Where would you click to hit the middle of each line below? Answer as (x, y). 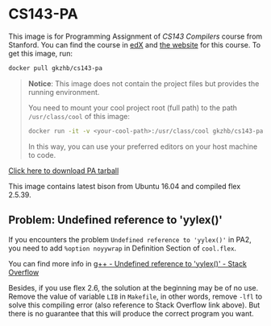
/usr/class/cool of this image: (79, 116)
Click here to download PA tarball (64, 171)
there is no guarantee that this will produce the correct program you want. (131, 313)
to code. (42, 155)
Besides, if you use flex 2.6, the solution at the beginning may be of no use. (133, 287)
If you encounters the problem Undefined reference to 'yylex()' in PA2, (130, 239)
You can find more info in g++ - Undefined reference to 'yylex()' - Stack (128, 263)
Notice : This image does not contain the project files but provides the (144, 83)
